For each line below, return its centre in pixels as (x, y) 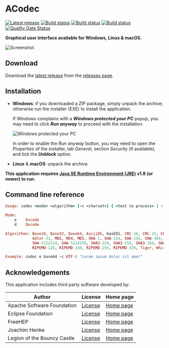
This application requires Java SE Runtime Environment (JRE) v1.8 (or (79, 173)
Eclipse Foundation (30, 314)
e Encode (27, 220)
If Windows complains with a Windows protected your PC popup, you (85, 118)
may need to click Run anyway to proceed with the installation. (78, 124)
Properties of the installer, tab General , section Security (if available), (84, 148)
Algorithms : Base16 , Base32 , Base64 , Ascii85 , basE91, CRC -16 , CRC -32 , (82, 234)
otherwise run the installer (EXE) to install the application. (72, 109)
